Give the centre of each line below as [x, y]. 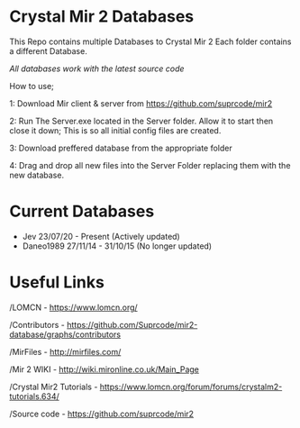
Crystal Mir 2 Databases [102, 17]
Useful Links [57, 282]
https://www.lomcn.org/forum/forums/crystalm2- [191, 387]
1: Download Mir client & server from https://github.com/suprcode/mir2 [141, 103]
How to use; [32, 86]
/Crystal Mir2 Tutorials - [54, 387]
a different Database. [48, 50]
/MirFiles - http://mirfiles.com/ [65, 351]
